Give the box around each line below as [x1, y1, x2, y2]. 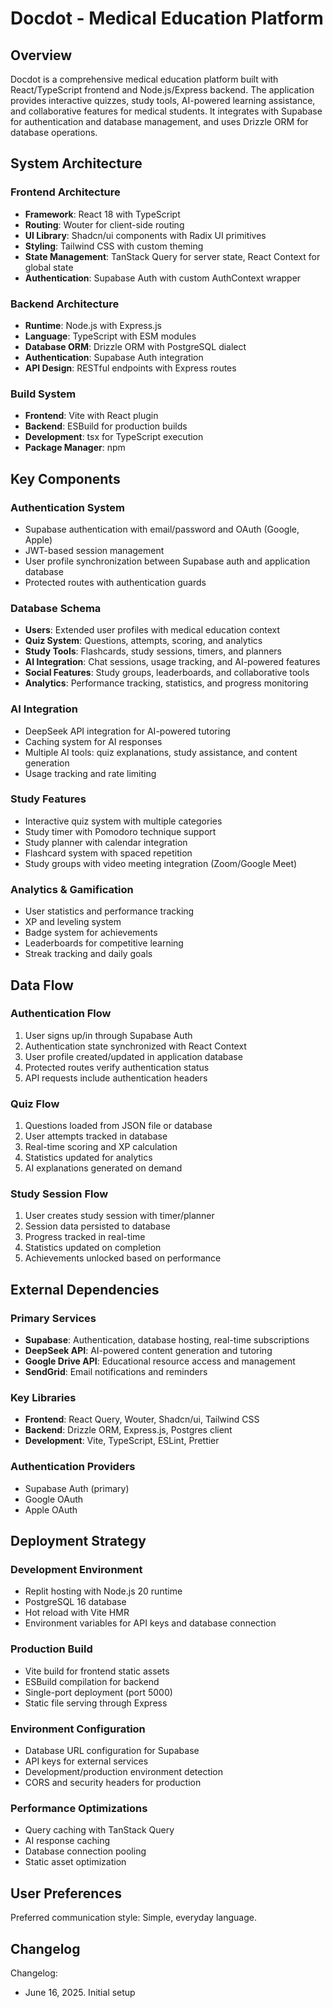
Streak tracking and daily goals [24, 948, 153, 960]
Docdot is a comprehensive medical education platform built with [10, 73, 279, 85]
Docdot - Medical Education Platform [10, 7, 324, 30]
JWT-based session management [24, 544, 165, 556]
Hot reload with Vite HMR [24, 1607, 130, 1619]
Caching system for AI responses [24, 735, 163, 747]
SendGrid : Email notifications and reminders [24, 1366, 208, 1378]
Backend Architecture [10, 297, 120, 311]
